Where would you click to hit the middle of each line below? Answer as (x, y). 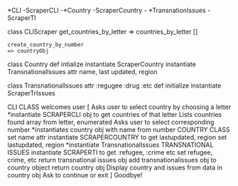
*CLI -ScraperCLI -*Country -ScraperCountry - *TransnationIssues (107, 10)
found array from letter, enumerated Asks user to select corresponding (111, 122)
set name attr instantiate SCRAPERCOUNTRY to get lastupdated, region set (117, 137)
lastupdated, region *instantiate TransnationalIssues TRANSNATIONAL (110, 145)
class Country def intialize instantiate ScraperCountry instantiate (102, 64)
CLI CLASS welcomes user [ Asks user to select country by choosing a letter (119, 107)
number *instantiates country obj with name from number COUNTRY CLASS (119, 130)
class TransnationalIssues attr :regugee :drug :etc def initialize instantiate (114, 86)
